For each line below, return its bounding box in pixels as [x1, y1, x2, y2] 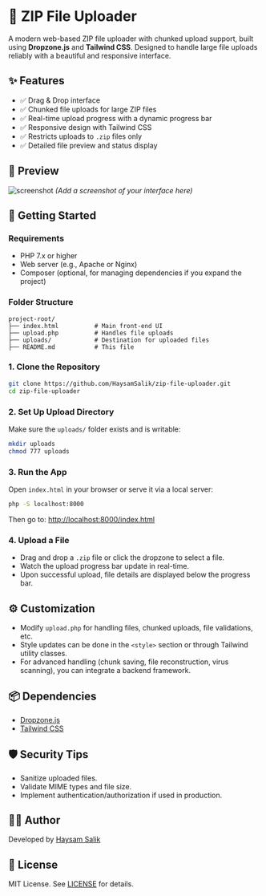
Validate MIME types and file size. [19, 781, 132, 791]
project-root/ [8, 314, 56, 323]
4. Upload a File [8, 534, 70, 545]
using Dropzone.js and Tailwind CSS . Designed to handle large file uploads [8, 42, 258, 51]
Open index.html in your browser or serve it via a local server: [8, 484, 214, 494]
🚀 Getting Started [8, 209, 97, 222]
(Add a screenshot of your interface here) [54, 185, 193, 195]
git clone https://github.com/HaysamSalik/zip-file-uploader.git [8, 379, 231, 387]
